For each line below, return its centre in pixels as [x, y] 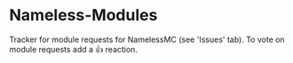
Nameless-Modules [83, 15]
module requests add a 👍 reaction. [73, 49]
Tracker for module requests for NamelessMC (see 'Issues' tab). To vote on [147, 39]
